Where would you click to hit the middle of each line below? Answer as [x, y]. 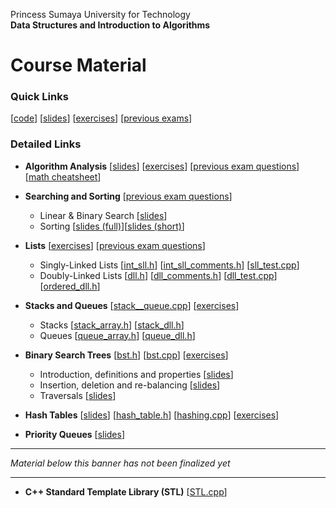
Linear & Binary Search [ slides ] [103, 215]
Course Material [78, 65]
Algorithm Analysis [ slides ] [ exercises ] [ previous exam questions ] [162, 166]
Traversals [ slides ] [78, 395]
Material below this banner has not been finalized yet [120, 463]
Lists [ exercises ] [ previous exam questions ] [115, 245]
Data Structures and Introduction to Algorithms [110, 25]
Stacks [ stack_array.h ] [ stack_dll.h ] [112, 325]
